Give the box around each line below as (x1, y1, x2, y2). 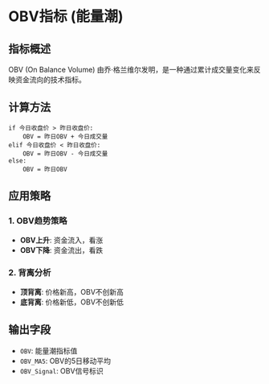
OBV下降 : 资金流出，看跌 (19, 245, 104, 254)
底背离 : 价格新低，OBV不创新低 (19, 297, 124, 307)
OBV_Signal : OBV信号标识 (19, 365, 104, 375)
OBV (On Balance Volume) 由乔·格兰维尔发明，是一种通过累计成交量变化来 (8, 65, 255, 74)
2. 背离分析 (8, 267, 51, 279)
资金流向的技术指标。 (14, 75, 86, 85)
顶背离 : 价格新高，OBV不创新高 (19, 287, 124, 296)
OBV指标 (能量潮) (8, 7, 124, 26)
